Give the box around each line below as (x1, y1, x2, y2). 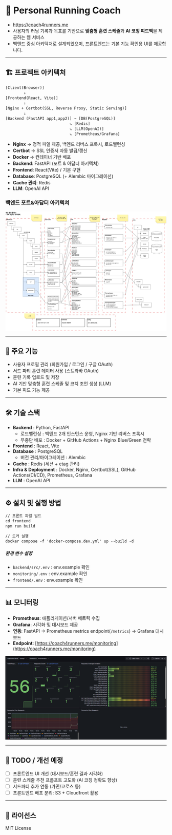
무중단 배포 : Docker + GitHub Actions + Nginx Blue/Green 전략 (20, 437, 151, 443)
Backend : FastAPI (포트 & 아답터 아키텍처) (12, 160, 99, 166)
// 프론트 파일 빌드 (5, 514, 42, 519)
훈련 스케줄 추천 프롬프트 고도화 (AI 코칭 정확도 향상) (12, 777, 118, 783)
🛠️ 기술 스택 (5, 408, 40, 417)
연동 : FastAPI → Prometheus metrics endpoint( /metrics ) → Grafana (12, 628, 155, 634)
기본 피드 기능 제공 (12, 387, 50, 393)
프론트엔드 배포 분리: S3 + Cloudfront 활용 (12, 790, 99, 796)
